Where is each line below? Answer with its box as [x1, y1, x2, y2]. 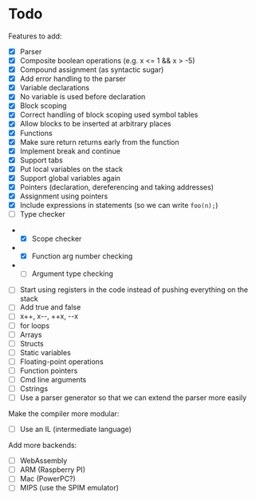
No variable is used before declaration [19, 92, 146, 102]
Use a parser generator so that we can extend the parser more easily [19, 393, 247, 402]
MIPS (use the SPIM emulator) [19, 483, 120, 493]
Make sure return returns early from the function [19, 137, 179, 146]
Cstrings [19, 383, 49, 393]
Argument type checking [31, 269, 114, 278]
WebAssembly [19, 456, 68, 466]
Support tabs [19, 155, 64, 165]
